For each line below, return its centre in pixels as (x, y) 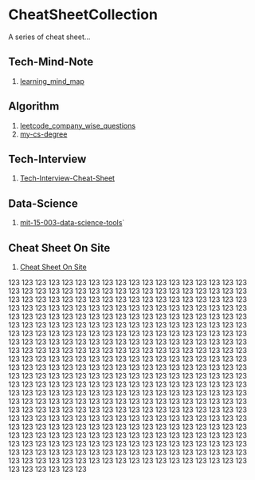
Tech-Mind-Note (51, 62)
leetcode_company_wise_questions (78, 125)
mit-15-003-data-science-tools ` (72, 223)
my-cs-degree (43, 134)
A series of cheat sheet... (49, 37)
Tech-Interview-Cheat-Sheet (67, 178)
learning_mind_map (52, 81)
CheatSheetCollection (83, 15)
